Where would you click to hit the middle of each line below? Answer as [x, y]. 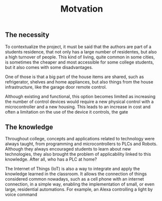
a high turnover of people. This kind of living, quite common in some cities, [80, 57]
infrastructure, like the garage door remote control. [56, 87]
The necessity [27, 35]
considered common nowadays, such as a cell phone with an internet [75, 179]
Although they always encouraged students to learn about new [68, 149]
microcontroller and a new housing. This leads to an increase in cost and [78, 107]
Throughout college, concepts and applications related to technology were [80, 139]
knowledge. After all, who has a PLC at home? [51, 159]
